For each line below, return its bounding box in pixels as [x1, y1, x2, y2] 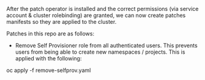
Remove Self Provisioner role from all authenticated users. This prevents [15, 42, 198, 49]
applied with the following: [15, 55, 82, 62]
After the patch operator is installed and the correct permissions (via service [6, 5, 199, 12]
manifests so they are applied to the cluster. [6, 18, 117, 25]
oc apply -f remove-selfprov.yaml [6, 67, 91, 74]
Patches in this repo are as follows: [6, 30, 95, 37]
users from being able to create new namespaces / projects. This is [15, 48, 185, 56]
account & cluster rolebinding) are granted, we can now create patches [6, 12, 186, 19]
